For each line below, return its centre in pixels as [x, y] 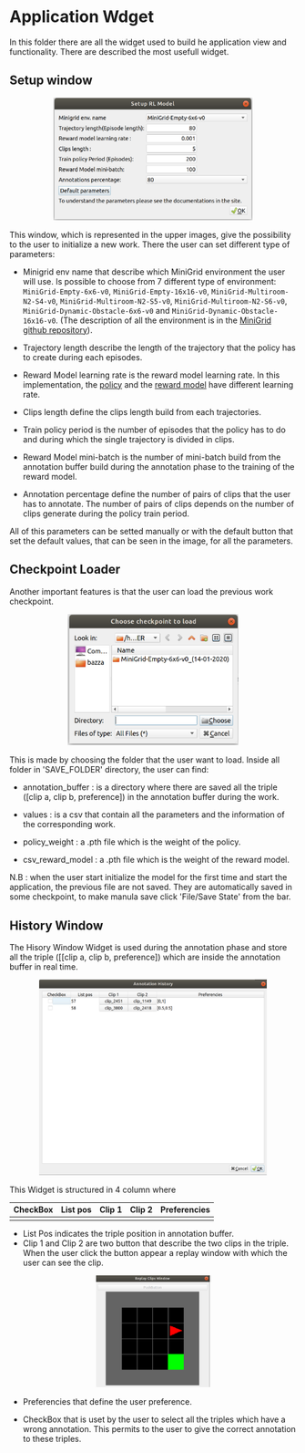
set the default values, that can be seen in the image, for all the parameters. [151, 541]
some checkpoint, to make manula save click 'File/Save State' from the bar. [150, 897]
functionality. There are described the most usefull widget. [119, 51]
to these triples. [52, 1439]
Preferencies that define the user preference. [107, 1402]
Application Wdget [82, 17]
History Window [56, 925]
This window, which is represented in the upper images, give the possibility [150, 234]
